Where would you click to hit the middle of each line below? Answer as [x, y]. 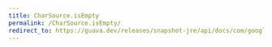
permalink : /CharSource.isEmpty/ [65, 23]
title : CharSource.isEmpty [54, 16]
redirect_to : [30, 30]
